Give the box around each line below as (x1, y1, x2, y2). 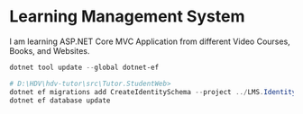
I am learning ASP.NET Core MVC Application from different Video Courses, (9, 36, 290, 47)
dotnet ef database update (9, 96, 111, 105)
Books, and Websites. (9, 45, 90, 56)
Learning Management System (9, 6, 245, 27)
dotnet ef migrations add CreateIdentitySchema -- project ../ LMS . (9, 87, 264, 96)
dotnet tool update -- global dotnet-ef (9, 63, 160, 72)
